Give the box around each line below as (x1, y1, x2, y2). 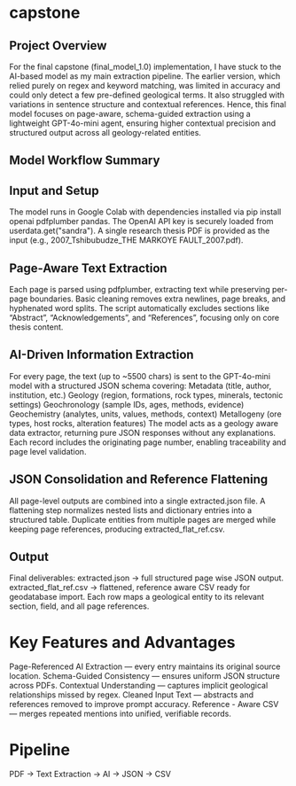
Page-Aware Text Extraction (9, 261, 167, 276)
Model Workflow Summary (9, 153, 160, 168)
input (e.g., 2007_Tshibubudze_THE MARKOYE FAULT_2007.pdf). (9, 235, 244, 245)
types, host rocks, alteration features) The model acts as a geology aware (9, 417, 279, 428)
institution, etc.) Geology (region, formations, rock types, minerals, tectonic (9, 389, 284, 401)
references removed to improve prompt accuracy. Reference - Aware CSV (9, 699, 279, 710)
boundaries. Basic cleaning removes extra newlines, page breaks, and (29, 293, 286, 304)
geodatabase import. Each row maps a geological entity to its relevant (9, 592, 264, 603)
